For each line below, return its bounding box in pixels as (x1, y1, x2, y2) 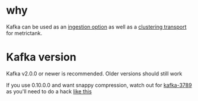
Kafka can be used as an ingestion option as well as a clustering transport (6, 23, 187, 30)
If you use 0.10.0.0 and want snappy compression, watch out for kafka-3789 (6, 81, 192, 89)
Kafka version (6, 50, 76, 64)
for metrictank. (6, 29, 43, 36)
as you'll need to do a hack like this (6, 87, 92, 95)
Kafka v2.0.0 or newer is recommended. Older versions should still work (6, 70, 183, 77)
